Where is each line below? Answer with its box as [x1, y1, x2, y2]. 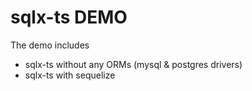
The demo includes [10, 39, 90, 51]
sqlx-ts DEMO [10, 6, 128, 29]
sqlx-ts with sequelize [24, 69, 116, 81]
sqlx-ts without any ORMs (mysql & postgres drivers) [24, 58, 243, 70]
